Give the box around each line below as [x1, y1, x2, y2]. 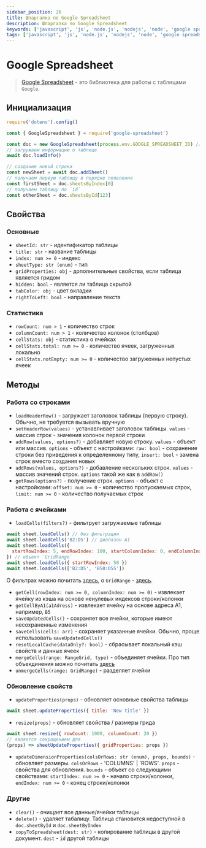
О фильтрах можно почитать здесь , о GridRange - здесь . [6, 576, 153, 584]
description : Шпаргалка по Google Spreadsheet [6, 20, 128, 26]
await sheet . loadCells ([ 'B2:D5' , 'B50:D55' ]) [6, 565, 124, 571]
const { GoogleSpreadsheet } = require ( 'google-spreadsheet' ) [6, 130, 169, 136]
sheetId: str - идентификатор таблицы [15, 242, 118, 249]
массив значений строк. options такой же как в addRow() [15, 470, 164, 478]
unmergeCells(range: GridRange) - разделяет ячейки [15, 667, 151, 674]
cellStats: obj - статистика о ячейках [15, 335, 116, 343]
